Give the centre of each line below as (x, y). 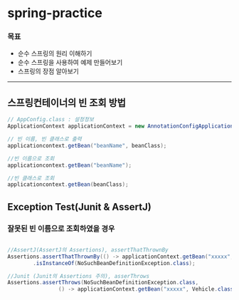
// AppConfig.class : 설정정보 (51, 120)
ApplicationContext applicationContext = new (76, 126)
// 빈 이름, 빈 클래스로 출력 (44, 139)
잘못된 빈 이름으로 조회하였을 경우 (61, 228)
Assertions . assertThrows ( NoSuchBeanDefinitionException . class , (103, 283)
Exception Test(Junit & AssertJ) (79, 207)
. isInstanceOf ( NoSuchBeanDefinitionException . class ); (114, 263)
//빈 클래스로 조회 (31, 178)
